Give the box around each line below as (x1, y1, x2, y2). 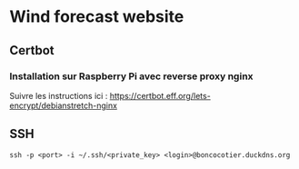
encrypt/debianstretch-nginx (9, 100, 118, 111)
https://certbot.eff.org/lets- (109, 90, 211, 101)
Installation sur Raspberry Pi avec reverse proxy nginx (9, 70, 254, 83)
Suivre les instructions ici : (9, 90, 108, 101)
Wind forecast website (9, 6, 184, 27)
